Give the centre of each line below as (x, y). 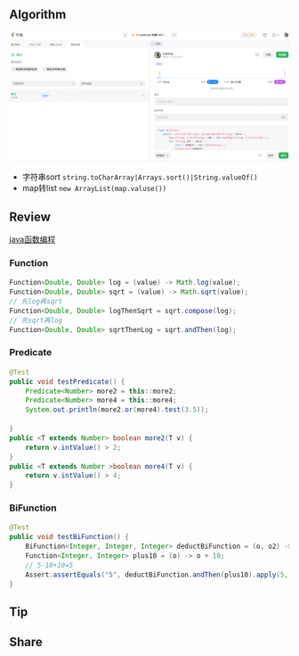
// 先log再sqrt (36, 301)
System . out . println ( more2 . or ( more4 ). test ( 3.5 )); (117, 410)
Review (30, 216)
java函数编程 (32, 239)
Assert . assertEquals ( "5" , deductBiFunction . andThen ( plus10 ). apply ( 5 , (157, 575)
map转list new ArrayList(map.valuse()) (94, 188)
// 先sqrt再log (36, 320)
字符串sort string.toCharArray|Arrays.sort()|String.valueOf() (140, 177)
